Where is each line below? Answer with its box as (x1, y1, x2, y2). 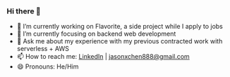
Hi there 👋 (6, 6, 42, 16)
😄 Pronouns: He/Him (16, 62, 79, 71)
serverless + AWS (16, 45, 70, 53)
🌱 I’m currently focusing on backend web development (16, 29, 176, 38)
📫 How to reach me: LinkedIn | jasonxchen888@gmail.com (16, 52, 190, 61)
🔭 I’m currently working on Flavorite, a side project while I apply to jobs (16, 22, 223, 31)
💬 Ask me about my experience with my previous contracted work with (16, 37, 223, 45)
